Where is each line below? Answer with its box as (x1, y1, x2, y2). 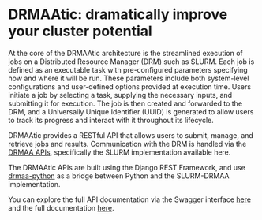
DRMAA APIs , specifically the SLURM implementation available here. (8, 147, 231, 157)
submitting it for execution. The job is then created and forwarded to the (8, 99, 243, 108)
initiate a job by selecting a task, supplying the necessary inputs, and (8, 90, 233, 99)
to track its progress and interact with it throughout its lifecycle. (8, 115, 215, 125)
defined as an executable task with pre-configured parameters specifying (8, 65, 249, 74)
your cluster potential (8, 22, 152, 40)
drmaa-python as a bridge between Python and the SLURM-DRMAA (8, 171, 230, 181)
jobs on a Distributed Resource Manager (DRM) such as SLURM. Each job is (8, 57, 255, 66)
